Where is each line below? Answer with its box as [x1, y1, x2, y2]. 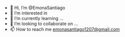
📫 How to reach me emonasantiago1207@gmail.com [10, 26, 120, 32]
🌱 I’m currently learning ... [10, 15, 64, 21]
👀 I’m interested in [10, 10, 48, 16]
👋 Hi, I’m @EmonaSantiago [10, 5, 65, 10]
